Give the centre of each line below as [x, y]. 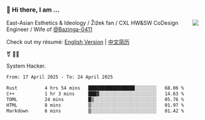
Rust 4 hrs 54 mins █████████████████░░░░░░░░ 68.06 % [95, 88]
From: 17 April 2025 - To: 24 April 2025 [60, 77]
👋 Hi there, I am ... [33, 10]
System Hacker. [26, 66]
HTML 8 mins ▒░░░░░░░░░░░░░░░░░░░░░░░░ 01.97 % [95, 105]
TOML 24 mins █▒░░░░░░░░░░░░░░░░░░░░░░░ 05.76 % [95, 99]
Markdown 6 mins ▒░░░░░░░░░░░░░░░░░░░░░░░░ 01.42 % [95, 111]
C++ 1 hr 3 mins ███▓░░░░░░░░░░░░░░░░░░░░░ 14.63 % [95, 94]
